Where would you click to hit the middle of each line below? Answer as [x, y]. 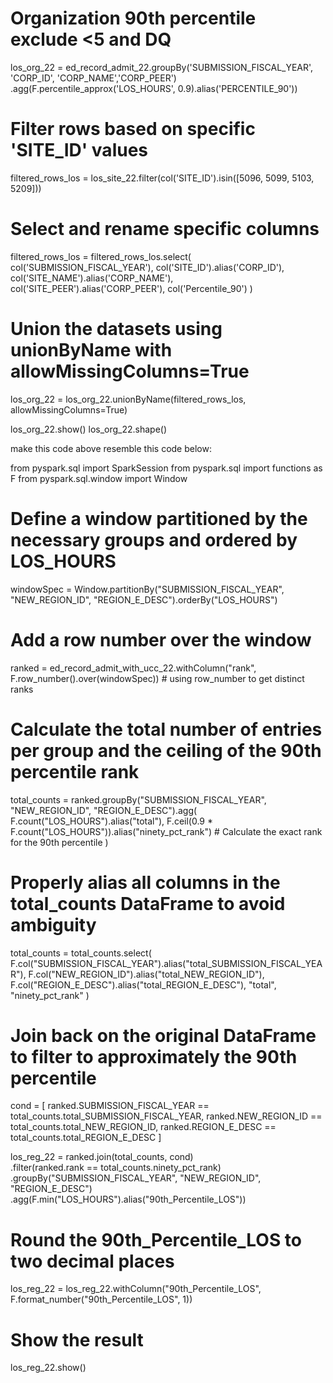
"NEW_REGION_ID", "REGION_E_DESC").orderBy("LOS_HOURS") [144, 599]
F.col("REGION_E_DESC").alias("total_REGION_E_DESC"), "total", [143, 984]
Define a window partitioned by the [159, 518]
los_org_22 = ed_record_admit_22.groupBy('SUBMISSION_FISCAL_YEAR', [162, 67]
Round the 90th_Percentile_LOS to [156, 1239]
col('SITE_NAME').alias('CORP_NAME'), [92, 278]
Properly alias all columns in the [145, 882]
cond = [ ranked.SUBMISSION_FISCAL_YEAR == [110, 1106]
